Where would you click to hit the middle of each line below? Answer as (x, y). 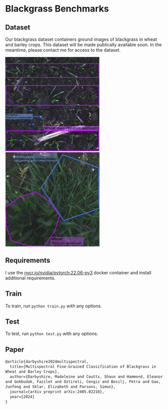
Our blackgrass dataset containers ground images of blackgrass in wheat (81, 39)
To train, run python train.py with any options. (54, 306)
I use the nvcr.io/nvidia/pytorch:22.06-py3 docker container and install (78, 272)
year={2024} (22, 397)
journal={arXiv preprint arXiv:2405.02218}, (57, 392)
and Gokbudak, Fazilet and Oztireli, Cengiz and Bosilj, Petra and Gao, (83, 382)
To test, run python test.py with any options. (52, 334)
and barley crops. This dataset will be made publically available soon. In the (83, 45)
